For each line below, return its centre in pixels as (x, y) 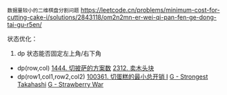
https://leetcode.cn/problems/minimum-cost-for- (150, 10)
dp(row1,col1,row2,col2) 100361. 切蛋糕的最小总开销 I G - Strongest (112, 76)
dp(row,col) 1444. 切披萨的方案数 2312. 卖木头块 (86, 68)
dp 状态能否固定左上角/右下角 (59, 53)
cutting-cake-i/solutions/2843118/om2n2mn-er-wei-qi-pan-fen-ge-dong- (112, 17)
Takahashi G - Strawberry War (60, 84)
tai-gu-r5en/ (25, 24)
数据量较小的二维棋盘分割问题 (43, 10)
